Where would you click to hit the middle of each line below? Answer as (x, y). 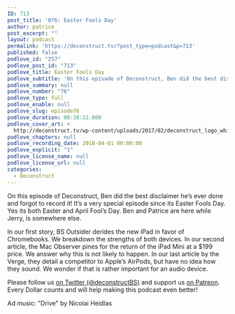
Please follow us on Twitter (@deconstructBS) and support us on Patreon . (114, 282)
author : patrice (31, 27)
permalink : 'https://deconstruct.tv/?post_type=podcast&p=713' (101, 46)
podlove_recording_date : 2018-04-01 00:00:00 (74, 144)
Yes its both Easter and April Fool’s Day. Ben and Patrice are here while (109, 211)
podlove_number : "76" (39, 91)
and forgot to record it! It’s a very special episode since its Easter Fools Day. (116, 203)
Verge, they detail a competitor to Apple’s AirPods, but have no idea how (112, 261)
